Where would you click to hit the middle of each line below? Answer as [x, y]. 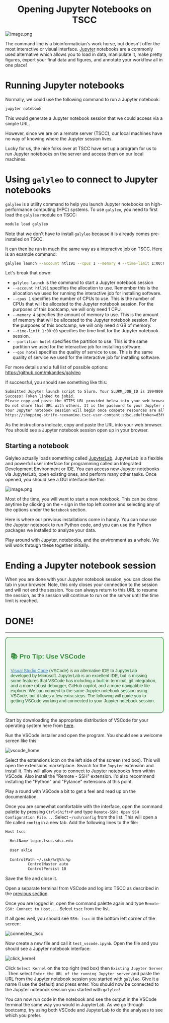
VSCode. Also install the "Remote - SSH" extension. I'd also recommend [80, 776]
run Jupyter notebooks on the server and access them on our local [74, 154]
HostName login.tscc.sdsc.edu [41, 841]
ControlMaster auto [48, 864]
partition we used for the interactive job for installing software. [77, 347]
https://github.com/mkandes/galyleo [43, 373]
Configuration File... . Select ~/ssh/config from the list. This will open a [81, 817]
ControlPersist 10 [47, 869]
